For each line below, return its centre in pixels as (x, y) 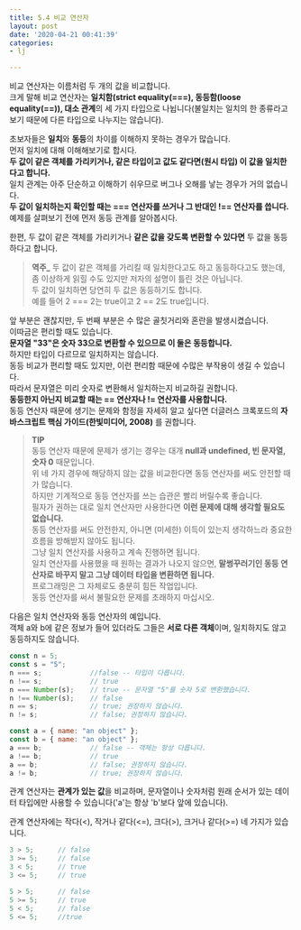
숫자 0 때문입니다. (63, 462)
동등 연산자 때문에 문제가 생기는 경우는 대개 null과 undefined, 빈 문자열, (158, 451)
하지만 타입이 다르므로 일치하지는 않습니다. (84, 355)
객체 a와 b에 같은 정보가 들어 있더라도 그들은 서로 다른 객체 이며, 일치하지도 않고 (148, 628)
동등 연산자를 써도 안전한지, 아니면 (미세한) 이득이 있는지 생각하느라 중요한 (162, 529)
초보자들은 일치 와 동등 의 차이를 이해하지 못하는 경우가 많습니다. (120, 139)
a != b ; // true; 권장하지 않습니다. (97, 773)
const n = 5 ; (34, 656)
